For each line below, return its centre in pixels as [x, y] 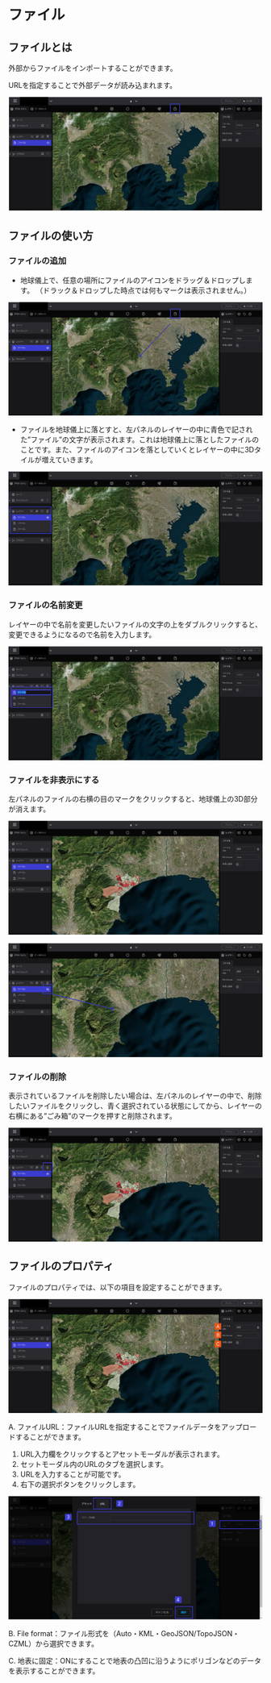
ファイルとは [40, 47]
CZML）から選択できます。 [54, 1643]
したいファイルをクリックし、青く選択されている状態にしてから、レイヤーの [135, 1106]
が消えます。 [29, 809]
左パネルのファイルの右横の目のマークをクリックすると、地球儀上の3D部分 [133, 798]
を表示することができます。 [54, 1671]
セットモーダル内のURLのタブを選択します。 [94, 1464]
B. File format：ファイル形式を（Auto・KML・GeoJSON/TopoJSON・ [124, 1633]
